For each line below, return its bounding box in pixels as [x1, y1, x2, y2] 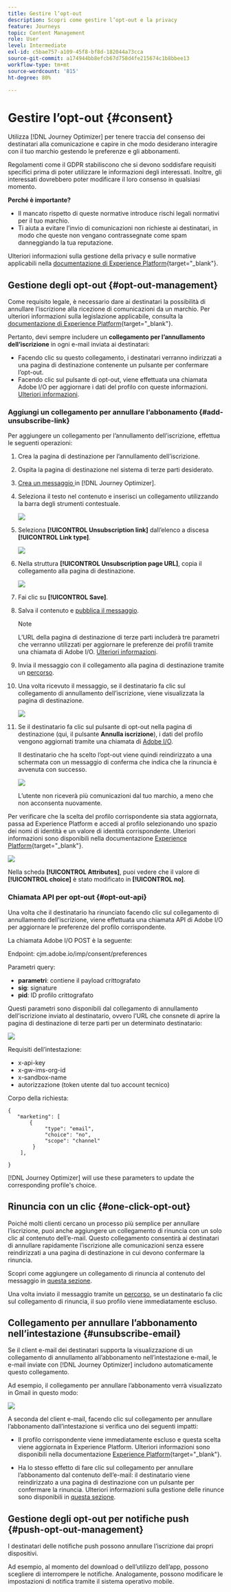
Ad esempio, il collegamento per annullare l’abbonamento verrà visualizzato [8, 1381, 223, 1389]
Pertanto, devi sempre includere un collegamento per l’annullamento [8, 333, 206, 341]
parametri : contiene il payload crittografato [17, 976, 141, 984]
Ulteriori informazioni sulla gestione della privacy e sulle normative [8, 252, 197, 261]
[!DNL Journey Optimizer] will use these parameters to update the [8, 1173, 195, 1182]
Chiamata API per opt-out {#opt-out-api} [8, 892, 147, 902]
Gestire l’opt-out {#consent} [8, 110, 174, 125]
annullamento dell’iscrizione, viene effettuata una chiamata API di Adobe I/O [8, 915, 223, 923]
